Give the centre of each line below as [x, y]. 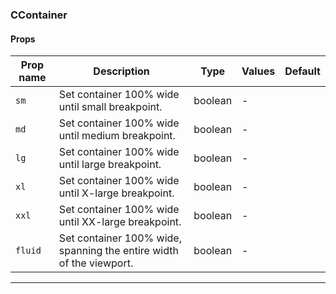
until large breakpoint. [110, 165]
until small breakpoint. [110, 107]
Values [258, 71]
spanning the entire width [118, 251]
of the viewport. [96, 263]
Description [121, 71]
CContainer [39, 15]
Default [302, 71]
